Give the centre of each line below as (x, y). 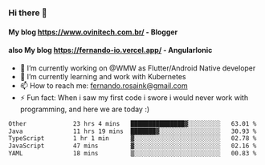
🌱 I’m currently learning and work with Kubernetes (103, 76)
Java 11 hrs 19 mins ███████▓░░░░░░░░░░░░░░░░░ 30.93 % (132, 131)
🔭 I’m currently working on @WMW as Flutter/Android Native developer (138, 68)
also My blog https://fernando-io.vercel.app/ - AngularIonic (110, 50)
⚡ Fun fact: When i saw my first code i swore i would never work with (134, 97)
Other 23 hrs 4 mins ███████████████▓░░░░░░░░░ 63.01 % (132, 123)
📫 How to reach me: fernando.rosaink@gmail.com (104, 85)
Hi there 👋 (28, 13)
